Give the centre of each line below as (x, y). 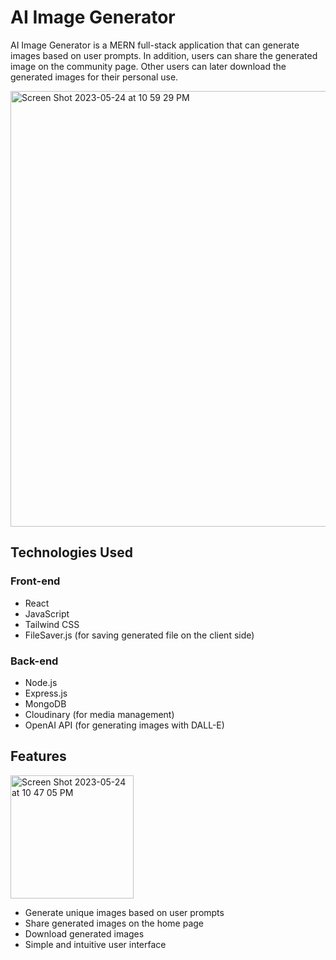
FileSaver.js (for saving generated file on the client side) (139, 635)
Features (38, 756)
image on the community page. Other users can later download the (148, 66)
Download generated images (84, 933)
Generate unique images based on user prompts (124, 912)
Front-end (35, 581)
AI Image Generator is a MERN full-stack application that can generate (155, 45)
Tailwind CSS (52, 624)
